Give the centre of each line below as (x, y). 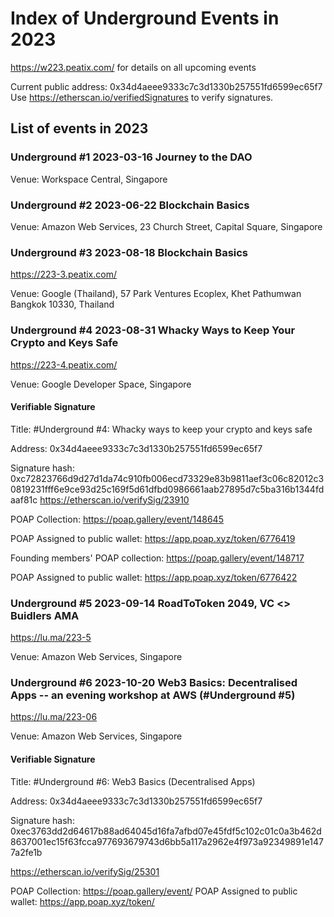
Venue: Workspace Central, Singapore (89, 179)
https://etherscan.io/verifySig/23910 (114, 499)
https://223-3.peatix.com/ (63, 274)
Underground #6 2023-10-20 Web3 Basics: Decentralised (154, 682)
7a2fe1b (26, 852)
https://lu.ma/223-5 (51, 638)
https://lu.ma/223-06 (54, 717)
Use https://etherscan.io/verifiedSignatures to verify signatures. (142, 97)
